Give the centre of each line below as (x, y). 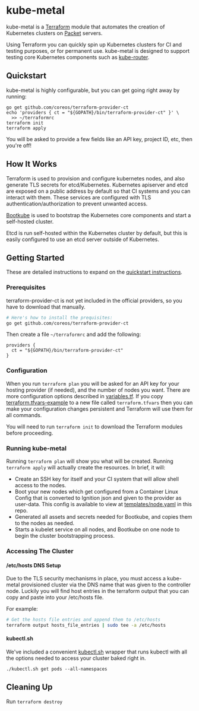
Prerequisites (26, 287)
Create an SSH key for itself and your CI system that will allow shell (97, 479)
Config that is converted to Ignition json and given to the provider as (98, 498)
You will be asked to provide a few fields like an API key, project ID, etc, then (99, 139)
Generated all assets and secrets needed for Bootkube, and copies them (103, 517)
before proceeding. (30, 433)
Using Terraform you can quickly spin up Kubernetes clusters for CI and (94, 45)
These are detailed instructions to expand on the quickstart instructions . (94, 272)
